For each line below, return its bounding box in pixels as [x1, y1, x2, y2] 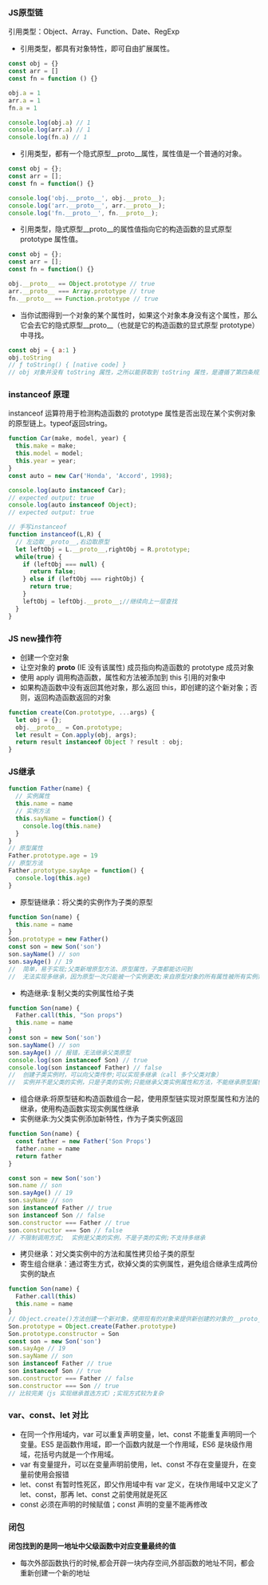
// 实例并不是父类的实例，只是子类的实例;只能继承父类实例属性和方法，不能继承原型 [8, 1078, 252, 1086]
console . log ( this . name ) [22, 822, 102, 830]
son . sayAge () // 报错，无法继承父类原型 [8, 1049, 132, 1057]
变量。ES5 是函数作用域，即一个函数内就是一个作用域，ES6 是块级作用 [19, 1439, 253, 1449]
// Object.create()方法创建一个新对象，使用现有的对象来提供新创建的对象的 [8, 1314, 233, 1322]
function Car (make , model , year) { [8, 435, 127, 443]
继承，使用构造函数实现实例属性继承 [19, 1104, 140, 1114]
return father [15, 1152, 62, 1160]
